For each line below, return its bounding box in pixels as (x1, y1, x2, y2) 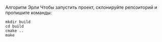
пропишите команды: (5, 10, 52, 16)
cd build (5, 24, 24, 29)
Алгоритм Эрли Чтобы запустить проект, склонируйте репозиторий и (5, 5, 157, 10)
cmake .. (5, 28, 24, 33)
